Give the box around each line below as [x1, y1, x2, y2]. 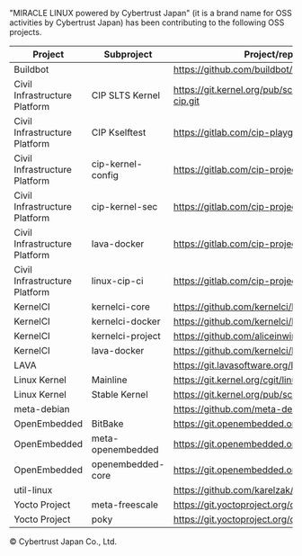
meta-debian [13, 403, 70, 415]
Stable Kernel [91, 389, 148, 400]
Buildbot [13, 63, 49, 76]
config [91, 169, 120, 181]
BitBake [91, 417, 124, 430]
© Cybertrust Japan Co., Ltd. [9, 536, 118, 547]
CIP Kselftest [91, 126, 147, 139]
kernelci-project [91, 330, 162, 342]
